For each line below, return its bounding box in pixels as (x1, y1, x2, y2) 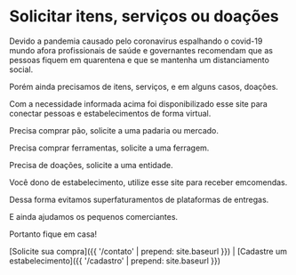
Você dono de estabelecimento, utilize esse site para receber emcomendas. (9, 176, 288, 188)
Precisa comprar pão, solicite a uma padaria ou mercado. (9, 125, 220, 135)
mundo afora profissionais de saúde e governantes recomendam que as (9, 44, 274, 55)
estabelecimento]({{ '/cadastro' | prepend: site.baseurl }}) (9, 255, 220, 266)
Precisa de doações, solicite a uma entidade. (9, 159, 173, 170)
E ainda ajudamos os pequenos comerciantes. (9, 211, 179, 222)
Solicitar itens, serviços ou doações (9, 6, 280, 27)
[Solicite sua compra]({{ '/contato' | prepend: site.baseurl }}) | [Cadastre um (9, 246, 287, 256)
